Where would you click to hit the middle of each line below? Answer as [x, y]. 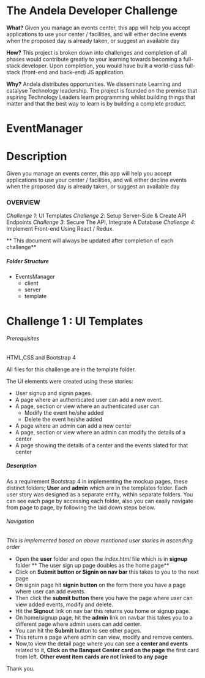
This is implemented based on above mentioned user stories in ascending [99, 540]
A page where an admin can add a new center [73, 426]
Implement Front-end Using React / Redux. [60, 229]
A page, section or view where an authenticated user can [87, 406]
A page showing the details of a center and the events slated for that [102, 445]
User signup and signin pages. [54, 393]
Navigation [20, 522]
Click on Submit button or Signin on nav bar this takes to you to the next [107, 572]
